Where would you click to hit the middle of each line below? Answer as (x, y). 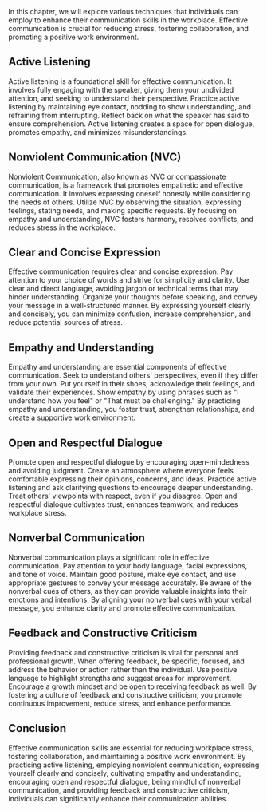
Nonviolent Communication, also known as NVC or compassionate (117, 176)
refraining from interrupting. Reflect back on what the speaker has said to (129, 115)
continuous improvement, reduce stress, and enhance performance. (120, 703)
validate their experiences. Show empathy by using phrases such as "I (124, 392)
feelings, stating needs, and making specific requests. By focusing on (123, 210)
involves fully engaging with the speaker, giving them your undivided (121, 89)
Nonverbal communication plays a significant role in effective (109, 557)
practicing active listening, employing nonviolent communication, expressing (134, 765)
